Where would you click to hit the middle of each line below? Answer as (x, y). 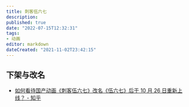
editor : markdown (27, 45)
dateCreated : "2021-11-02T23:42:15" (51, 50)
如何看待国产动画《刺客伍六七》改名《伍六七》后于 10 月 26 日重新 (96, 90)
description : (22, 17)
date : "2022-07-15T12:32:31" (42, 28)
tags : (13, 34)
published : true (26, 22)
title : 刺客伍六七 (27, 11)
